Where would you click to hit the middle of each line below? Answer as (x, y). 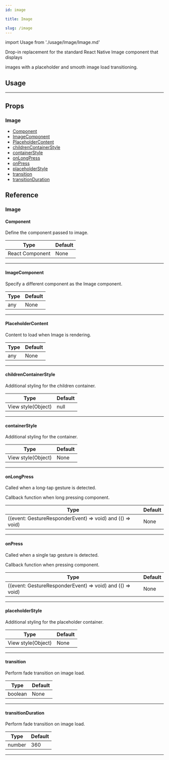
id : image (16, 10)
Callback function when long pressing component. (57, 498)
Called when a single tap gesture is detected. (52, 555)
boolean (17, 694)
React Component (29, 254)
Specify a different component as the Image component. (64, 284)
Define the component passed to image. (47, 233)
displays (14, 57)
